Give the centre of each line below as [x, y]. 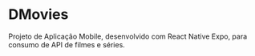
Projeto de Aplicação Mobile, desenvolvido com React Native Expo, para [128, 36]
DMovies [38, 15]
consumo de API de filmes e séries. [67, 44]
